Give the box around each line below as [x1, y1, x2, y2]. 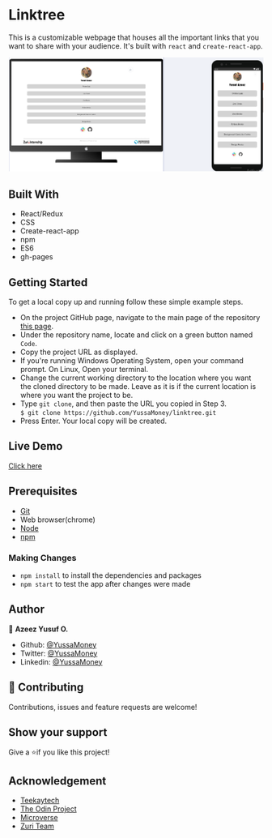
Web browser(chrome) [19, 515, 96, 524]
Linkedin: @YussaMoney [19, 656, 103, 666]
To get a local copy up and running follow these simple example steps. [8, 297, 244, 306]
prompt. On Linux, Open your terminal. [19, 364, 149, 374]
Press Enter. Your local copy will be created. [19, 416, 168, 425]
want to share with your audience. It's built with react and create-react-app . [8, 41, 263, 50]
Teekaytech [19, 796, 60, 806]
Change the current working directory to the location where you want [19, 373, 252, 383]
